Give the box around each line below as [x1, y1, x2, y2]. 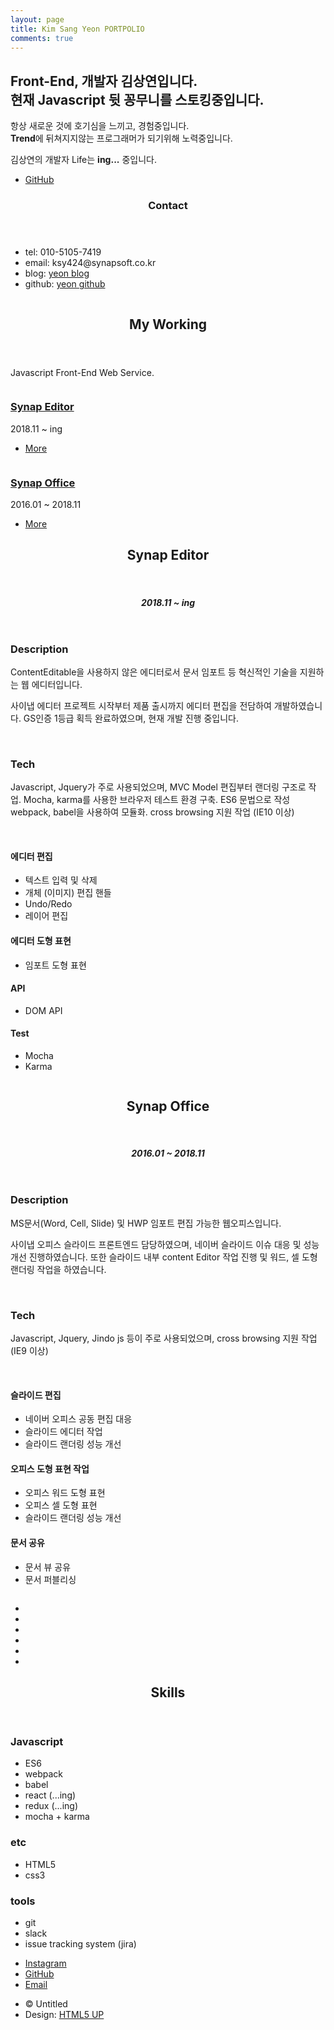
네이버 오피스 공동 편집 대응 [24, 1413, 133, 1425]
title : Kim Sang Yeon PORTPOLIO [10, 24, 145, 34]
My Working [128, 316, 208, 333]
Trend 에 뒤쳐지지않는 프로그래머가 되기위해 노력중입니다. [10, 132, 233, 145]
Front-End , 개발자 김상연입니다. [10, 72, 198, 90]
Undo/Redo [24, 898, 73, 910]
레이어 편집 [24, 910, 69, 922]
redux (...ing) [24, 1800, 78, 1812]
